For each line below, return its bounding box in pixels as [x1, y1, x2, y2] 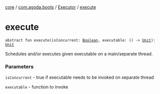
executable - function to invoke [5, 84, 68, 90]
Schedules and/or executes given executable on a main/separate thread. [5, 50, 153, 56]
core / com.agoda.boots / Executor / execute [5, 4, 96, 10]
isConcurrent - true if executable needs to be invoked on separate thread [5, 74, 154, 81]
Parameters [5, 63, 34, 70]
